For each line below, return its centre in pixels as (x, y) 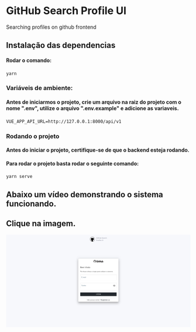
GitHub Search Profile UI (66, 11)
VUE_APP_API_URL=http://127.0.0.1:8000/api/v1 (64, 121)
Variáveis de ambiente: (39, 88)
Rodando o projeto (33, 136)
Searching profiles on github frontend (51, 27)
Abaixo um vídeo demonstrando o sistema (85, 194)
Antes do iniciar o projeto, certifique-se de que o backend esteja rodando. (98, 150)
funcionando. (31, 203)
